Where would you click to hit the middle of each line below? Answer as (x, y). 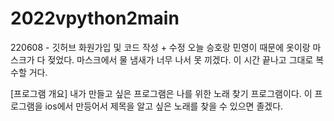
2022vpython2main (95, 18)
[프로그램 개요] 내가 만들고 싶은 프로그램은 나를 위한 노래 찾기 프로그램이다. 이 (161, 93)
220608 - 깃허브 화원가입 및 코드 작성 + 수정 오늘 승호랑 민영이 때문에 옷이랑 (160, 47)
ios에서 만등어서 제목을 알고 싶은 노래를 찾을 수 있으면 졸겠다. (164, 106)
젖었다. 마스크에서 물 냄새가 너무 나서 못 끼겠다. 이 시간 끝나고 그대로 (180, 59)
